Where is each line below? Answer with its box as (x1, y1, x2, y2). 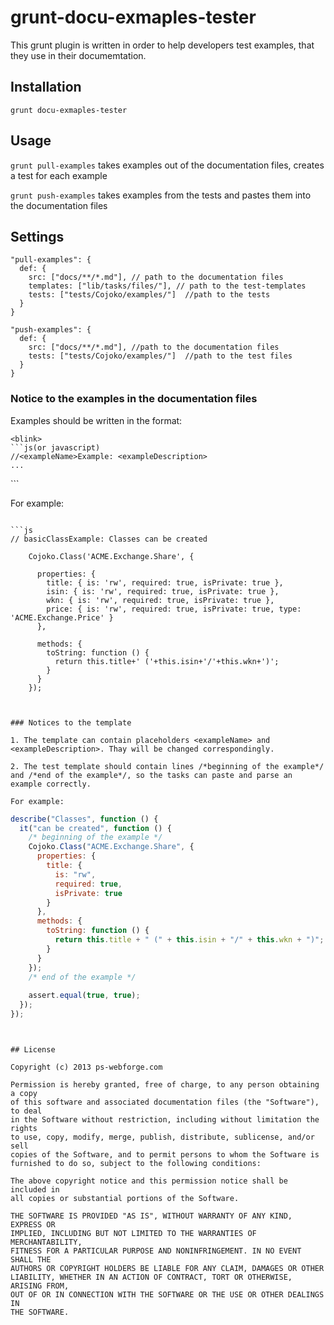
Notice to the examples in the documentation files (10, 392, 258, 406)
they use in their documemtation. (10, 49, 147, 61)
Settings (10, 228, 65, 245)
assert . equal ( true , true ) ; (28, 991, 141, 1001)
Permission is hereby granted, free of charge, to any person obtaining (10, 1079, 320, 1090)
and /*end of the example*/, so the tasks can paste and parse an (10, 770, 293, 780)
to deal (10, 1106, 43, 1116)
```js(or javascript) (10, 442, 101, 453)
